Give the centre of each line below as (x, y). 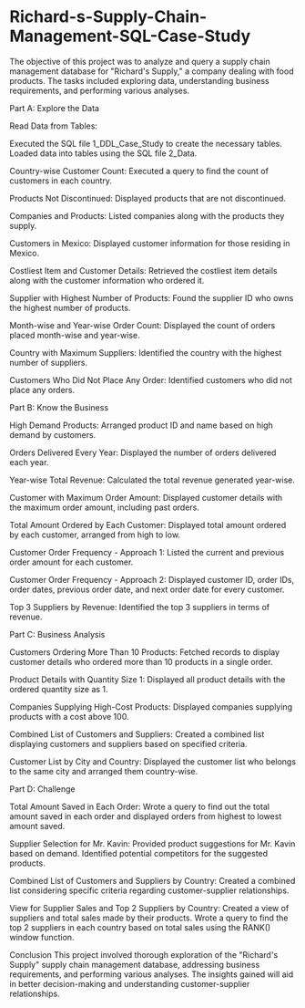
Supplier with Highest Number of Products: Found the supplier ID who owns (152, 297)
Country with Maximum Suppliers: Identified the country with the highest (146, 352)
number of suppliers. (49, 362)
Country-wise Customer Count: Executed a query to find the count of (139, 171)
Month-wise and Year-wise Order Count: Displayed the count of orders (142, 325)
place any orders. (42, 390)
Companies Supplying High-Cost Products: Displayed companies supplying (151, 707)
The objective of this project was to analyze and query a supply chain (140, 61)
